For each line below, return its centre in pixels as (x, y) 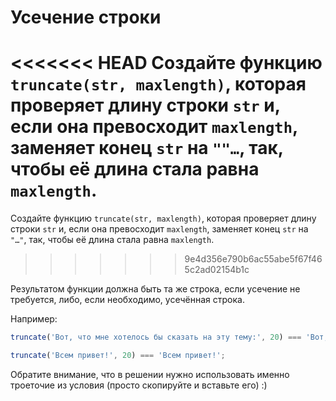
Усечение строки (86, 17)
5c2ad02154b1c (217, 270)
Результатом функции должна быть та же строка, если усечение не (155, 289)
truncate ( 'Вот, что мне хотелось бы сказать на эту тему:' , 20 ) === (156, 337)
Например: (34, 319)
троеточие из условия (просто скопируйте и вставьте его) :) (139, 385)
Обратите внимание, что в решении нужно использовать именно (150, 374)
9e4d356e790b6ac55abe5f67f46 (253, 259)
